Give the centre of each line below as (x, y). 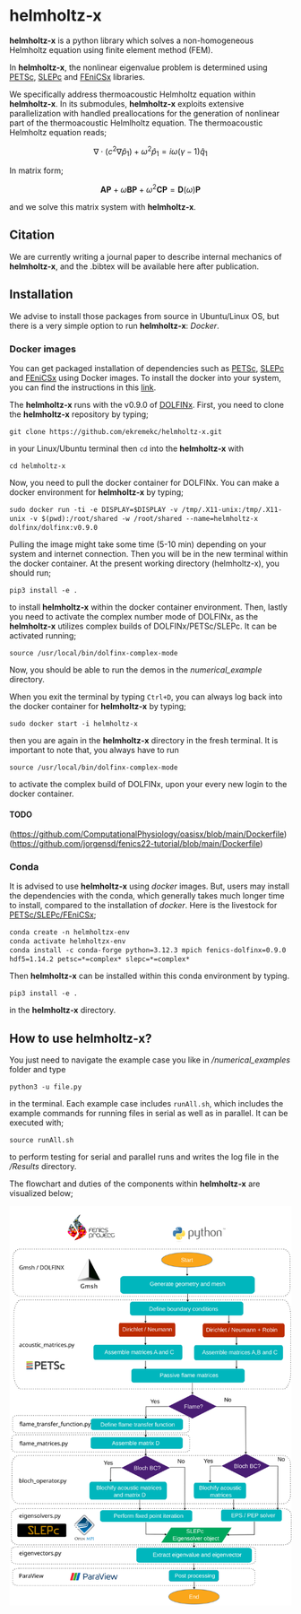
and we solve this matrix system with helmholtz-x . (103, 207)
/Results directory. (43, 1167)
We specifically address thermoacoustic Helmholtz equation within (133, 94)
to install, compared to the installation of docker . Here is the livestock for (143, 906)
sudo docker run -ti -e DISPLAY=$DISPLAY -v (94, 509)
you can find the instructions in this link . (83, 387)
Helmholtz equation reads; (58, 132)
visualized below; (41, 1193)
